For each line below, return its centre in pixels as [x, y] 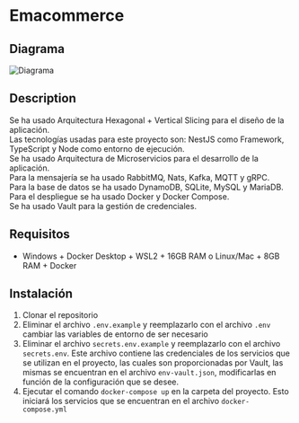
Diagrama [37, 49]
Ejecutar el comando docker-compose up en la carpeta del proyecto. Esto [155, 392]
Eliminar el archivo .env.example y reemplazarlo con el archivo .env [146, 325]
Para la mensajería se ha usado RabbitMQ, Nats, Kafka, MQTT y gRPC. [140, 177]
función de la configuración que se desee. [101, 382]
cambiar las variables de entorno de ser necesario [115, 334]
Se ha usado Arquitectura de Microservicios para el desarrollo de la [134, 158]
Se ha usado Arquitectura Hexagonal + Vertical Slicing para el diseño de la [147, 120]
